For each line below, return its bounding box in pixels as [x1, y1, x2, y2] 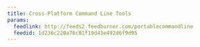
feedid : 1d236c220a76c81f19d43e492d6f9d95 [13, 29, 138, 37]
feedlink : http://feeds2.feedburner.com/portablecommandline [13, 23, 194, 30]
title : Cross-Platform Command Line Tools [7, 10, 131, 17]
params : [7, 17, 30, 23]
